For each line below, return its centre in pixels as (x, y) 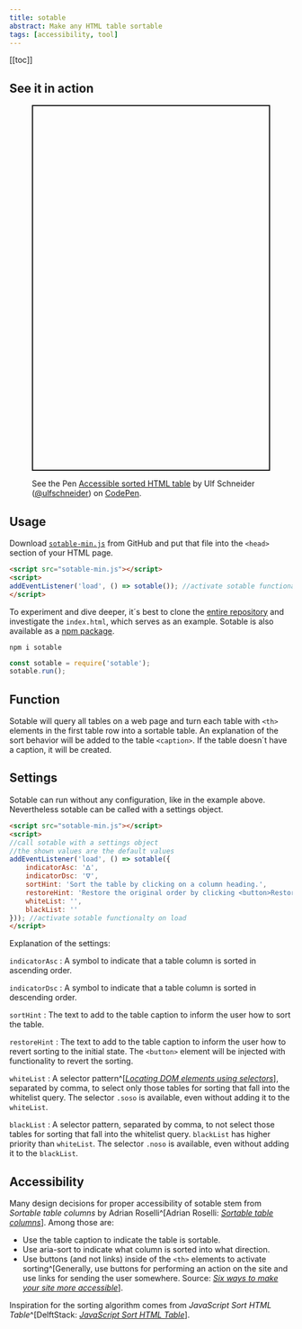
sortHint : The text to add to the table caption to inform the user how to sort (150, 1015)
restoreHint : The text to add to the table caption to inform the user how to (147, 1042)
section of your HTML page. (62, 553)
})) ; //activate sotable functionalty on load (98, 918)
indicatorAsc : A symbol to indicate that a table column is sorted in (133, 961)
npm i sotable (36, 647)
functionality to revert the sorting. (71, 1061)
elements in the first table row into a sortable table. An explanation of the (144, 731)
